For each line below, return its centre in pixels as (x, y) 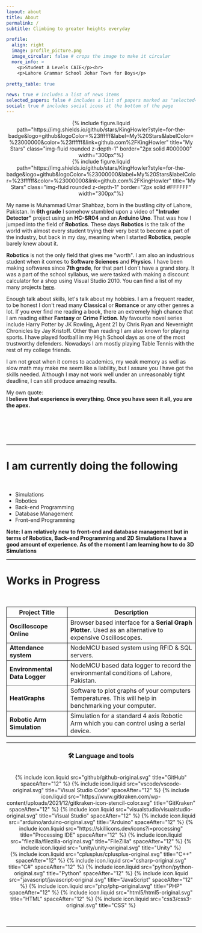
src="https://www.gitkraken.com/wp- (115, 797)
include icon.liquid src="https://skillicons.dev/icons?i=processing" (101, 829)
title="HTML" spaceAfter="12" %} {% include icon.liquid (79, 899)
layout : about (24, 12)
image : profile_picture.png (47, 51)
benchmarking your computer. (113, 705)
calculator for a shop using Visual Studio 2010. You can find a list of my (94, 281)
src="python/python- (167, 867)
